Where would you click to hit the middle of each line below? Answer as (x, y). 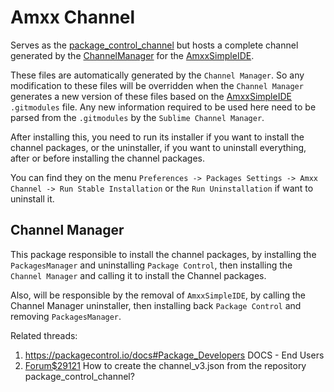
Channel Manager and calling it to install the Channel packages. (138, 275)
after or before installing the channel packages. (107, 158)
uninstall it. (32, 198)
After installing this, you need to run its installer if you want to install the (157, 137)
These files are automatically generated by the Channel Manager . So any (157, 75)
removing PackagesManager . (66, 316)
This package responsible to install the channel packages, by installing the (163, 254)
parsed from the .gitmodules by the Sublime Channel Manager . (137, 117)
